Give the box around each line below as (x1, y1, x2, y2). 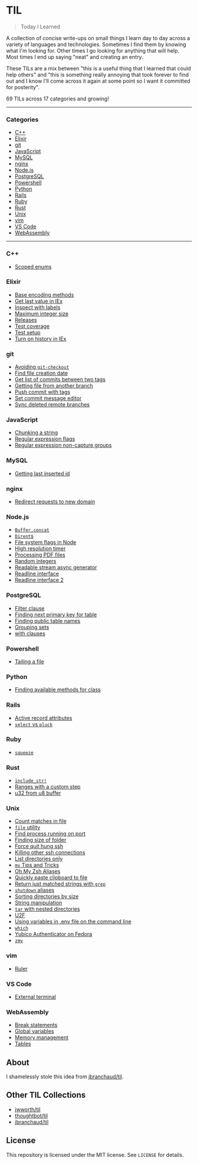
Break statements (14, 1022, 58, 1029)
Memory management (14, 1034, 69, 1041)
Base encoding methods (14, 291, 74, 298)
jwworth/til (14, 1106, 41, 1113)
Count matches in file (14, 818, 67, 825)
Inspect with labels (14, 304, 61, 311)
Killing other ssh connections (14, 849, 85, 856)
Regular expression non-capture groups (14, 441, 112, 449)
